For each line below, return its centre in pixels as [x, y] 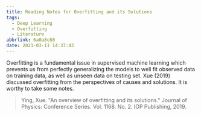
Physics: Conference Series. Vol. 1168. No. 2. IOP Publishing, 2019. [104, 106]
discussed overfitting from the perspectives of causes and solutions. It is [97, 82]
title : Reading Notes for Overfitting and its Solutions [79, 12]
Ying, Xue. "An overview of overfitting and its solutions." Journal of [104, 100]
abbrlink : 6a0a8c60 [31, 40]
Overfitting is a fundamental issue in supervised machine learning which [96, 63]
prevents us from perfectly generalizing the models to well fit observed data [101, 69]
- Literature [28, 34]
